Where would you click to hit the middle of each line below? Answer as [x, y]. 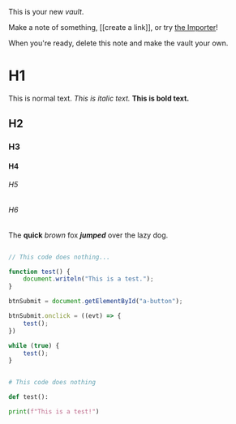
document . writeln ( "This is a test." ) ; [88, 279]
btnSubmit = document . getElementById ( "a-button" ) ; [96, 302]
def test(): [28, 397]
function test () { [39, 272]
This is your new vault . [46, 12]
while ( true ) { [34, 345]
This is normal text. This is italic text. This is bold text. [99, 98]
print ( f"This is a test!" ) [54, 412]
